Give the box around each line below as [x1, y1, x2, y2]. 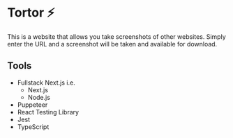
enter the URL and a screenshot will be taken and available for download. [7, 40, 218, 48]
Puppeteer [17, 101, 48, 109]
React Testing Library [17, 107, 79, 116]
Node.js [27, 93, 51, 101]
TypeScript [17, 122, 50, 131]
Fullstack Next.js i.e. [17, 78, 75, 87]
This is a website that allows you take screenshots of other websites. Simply [7, 32, 227, 41]
